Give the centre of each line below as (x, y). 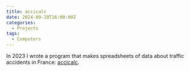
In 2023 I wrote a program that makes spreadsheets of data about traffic (95, 56)
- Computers (27, 39)
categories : (21, 22)
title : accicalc (26, 12)
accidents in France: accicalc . (43, 62)
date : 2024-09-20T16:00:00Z (41, 17)
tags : (13, 34)
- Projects (25, 28)
